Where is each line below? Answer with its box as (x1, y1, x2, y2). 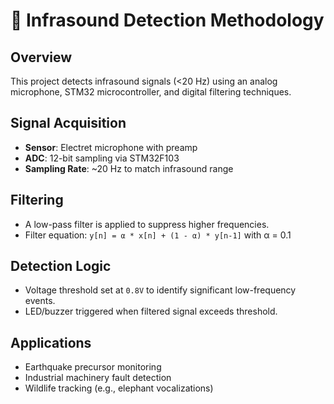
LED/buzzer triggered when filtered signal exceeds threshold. (24, 305, 278, 318)
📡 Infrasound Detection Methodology (10, 9, 325, 32)
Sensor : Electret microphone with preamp (24, 141, 198, 153)
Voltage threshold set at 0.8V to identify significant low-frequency (24, 284, 297, 296)
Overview (10, 49, 73, 66)
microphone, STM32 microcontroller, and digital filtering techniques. (10, 86, 292, 98)
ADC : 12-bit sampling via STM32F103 (24, 152, 180, 164)
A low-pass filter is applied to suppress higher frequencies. (24, 218, 270, 230)
